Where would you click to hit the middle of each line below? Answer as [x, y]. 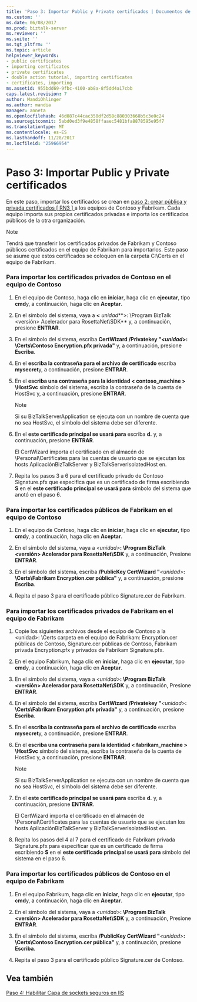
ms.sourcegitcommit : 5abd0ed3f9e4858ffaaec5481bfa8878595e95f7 [85, 122]
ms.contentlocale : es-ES [36, 133]
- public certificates [34, 61]
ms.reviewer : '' [26, 34]
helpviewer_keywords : [33, 56]
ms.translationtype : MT [35, 127]
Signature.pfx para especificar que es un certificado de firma [89, 846]
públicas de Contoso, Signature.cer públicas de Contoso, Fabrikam [96, 644]
